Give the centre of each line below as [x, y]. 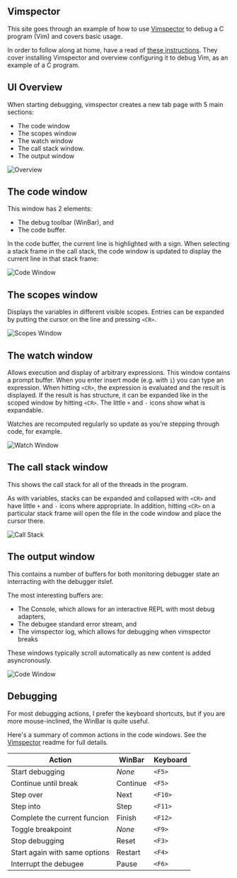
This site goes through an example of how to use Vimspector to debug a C [116, 28]
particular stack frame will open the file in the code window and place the [114, 513]
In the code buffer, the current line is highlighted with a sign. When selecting [118, 244]
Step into [26, 806]
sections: [21, 112]
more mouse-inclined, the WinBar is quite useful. [79, 721]
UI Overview [35, 88]
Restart [128, 852]
